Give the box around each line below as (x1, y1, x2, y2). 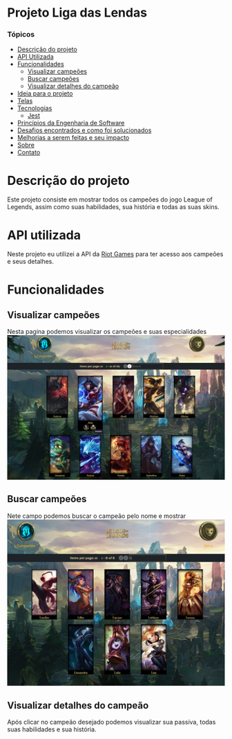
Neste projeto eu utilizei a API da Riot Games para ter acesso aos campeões (7, 250, 224, 258)
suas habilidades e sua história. (7, 725, 97, 733)
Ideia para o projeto (17, 89, 73, 98)
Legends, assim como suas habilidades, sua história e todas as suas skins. (7, 203, 220, 211)
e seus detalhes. (7, 258, 54, 266)
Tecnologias (17, 104, 52, 112)
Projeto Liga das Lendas (7, 5, 147, 21)
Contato (17, 148, 41, 157)
